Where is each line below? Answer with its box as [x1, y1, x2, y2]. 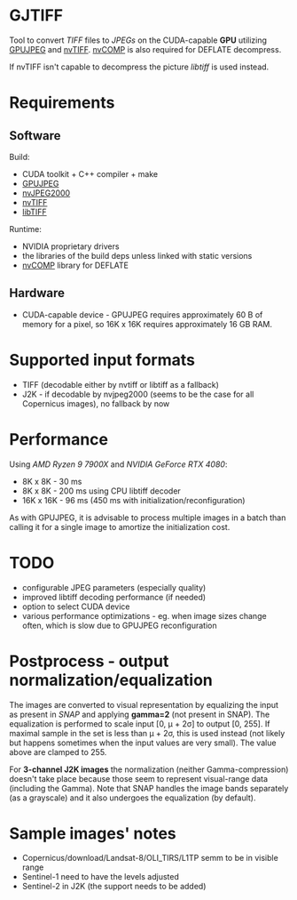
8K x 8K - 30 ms [21, 476, 82, 486]
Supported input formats [9, 350, 195, 370]
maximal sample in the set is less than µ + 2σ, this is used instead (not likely [9, 727, 285, 738]
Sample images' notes [9, 824, 176, 843]
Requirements [9, 92, 115, 113]
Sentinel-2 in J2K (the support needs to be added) [21, 881, 207, 892]
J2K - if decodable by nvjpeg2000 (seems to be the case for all [21, 389, 254, 399]
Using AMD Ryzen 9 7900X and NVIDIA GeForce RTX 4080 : [9, 459, 228, 470]
